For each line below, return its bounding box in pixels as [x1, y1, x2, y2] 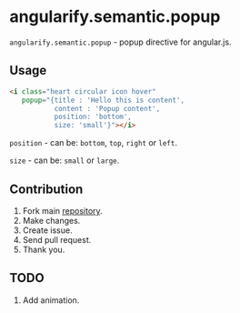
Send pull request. [22, 234, 92, 245]
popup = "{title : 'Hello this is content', [21, 96, 185, 105]
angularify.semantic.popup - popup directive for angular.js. [9, 36, 232, 47]
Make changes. [22, 215, 81, 226]
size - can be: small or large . [9, 155, 120, 166]
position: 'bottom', [54, 112, 132, 122]
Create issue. [22, 225, 73, 236]
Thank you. [22, 244, 65, 255]
